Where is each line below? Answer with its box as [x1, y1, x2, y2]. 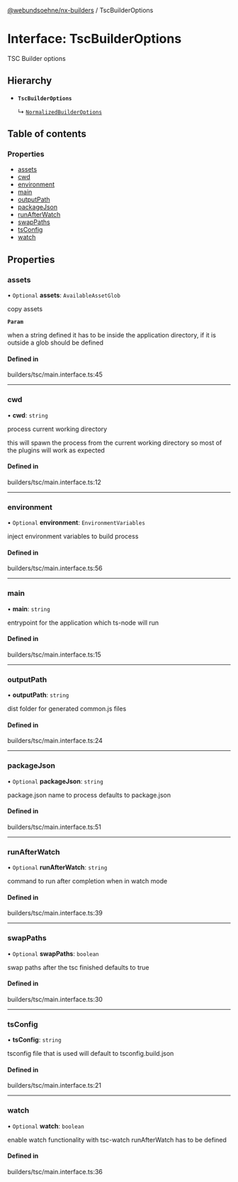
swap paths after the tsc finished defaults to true [7, 963, 149, 971]
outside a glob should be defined [7, 338, 104, 347]
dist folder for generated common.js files [7, 705, 127, 713]
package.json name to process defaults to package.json [7, 791, 171, 799]
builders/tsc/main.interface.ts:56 [7, 564, 103, 573]
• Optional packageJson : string [7, 776, 104, 786]
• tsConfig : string [7, 1035, 62, 1044]
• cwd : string [7, 411, 48, 419]
